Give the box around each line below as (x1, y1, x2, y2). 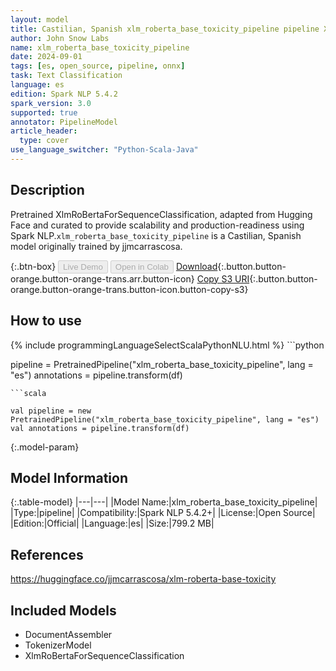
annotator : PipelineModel (10, 117, 118, 127)
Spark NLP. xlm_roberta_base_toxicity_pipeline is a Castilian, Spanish (10, 229, 302, 241)
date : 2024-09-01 (10, 52, 83, 62)
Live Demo (63, 261, 103, 272)
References (10, 546, 84, 563)
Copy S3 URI (196, 272, 250, 285)
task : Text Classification (10, 71, 123, 81)
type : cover (19, 136, 70, 146)
